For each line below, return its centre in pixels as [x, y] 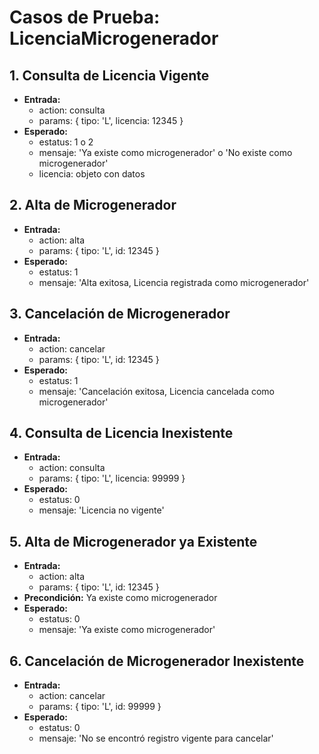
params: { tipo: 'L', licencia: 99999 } [112, 478]
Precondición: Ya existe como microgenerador [120, 598]
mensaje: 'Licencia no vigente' [101, 510]
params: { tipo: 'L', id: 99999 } [100, 707]
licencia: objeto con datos [92, 174]
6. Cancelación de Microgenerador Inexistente [157, 661]
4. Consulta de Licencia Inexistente [121, 433]
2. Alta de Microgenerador [93, 205]
